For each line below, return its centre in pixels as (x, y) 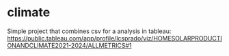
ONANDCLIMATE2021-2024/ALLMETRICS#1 (69, 45)
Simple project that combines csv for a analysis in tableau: (89, 31)
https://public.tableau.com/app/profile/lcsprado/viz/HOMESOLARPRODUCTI (114, 38)
